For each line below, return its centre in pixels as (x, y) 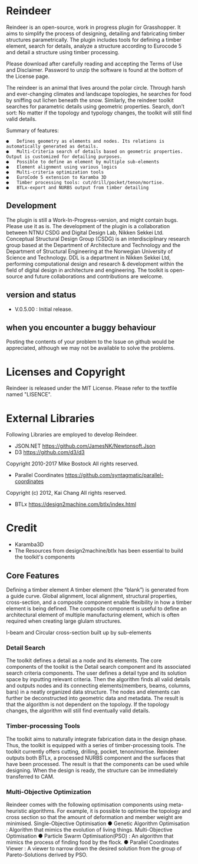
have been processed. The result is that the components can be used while (98, 764)
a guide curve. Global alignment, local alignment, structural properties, (92, 596)
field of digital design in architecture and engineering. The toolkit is (88, 270)
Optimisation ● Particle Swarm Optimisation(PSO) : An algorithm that (90, 836)
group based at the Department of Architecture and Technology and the (93, 245)
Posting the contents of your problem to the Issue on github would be (90, 342)
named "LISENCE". (29, 395)
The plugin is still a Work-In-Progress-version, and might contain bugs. (92, 220)
